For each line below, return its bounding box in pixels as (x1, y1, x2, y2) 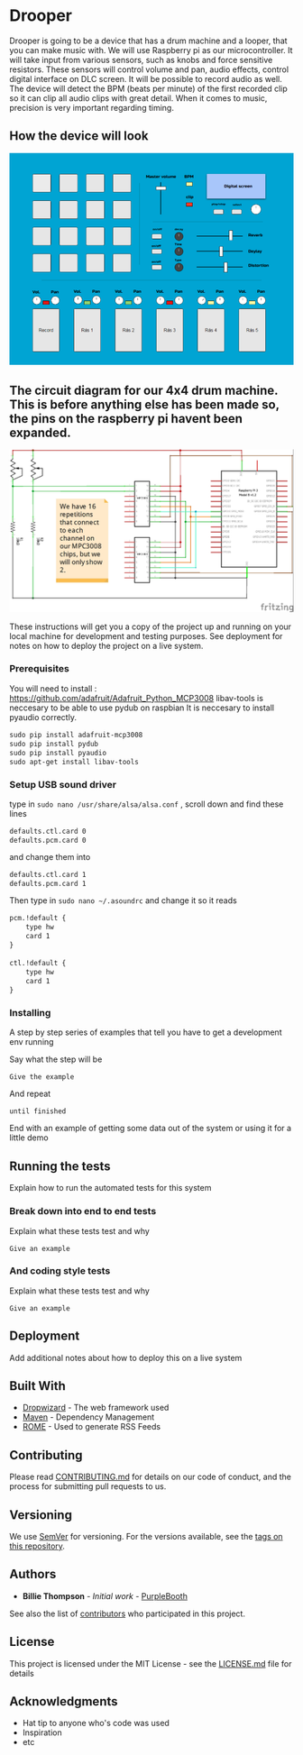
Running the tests (9, 1158, 111, 1174)
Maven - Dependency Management (22, 1412, 155, 1422)
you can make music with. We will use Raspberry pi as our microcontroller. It (9, 44, 293, 55)
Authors (9, 1567, 57, 1582)
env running (9, 1037, 54, 1047)
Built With (9, 1378, 66, 1394)
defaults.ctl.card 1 (9, 871, 87, 880)
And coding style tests (9, 1265, 111, 1277)
